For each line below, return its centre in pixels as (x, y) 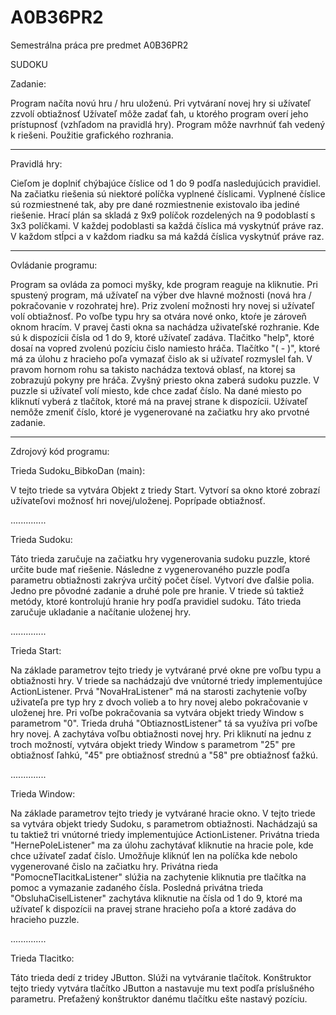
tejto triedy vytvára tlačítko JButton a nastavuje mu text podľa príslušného (162, 988)
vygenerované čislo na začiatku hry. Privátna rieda (114, 866)
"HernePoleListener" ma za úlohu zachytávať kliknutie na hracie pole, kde (162, 845)
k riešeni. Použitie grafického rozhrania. (92, 135)
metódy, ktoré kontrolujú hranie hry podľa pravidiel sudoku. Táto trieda (156, 601)
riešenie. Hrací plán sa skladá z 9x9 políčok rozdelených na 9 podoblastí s (163, 215)
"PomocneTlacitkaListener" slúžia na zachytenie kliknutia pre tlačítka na (158, 877)
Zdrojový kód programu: (60, 451)
